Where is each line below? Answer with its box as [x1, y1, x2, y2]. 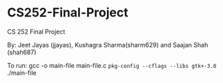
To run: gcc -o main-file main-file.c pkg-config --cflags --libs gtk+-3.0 [7, 61, 217, 69]
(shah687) [7, 48, 37, 56]
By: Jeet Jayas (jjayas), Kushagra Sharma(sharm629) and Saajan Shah [7, 40, 209, 49]
